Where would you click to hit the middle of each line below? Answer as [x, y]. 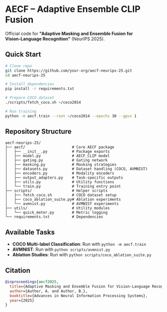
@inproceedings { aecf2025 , [32, 282]
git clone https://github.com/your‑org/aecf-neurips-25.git [69, 71]
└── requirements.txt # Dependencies [54, 217]
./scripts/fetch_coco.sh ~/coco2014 [43, 103]
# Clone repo [19, 66]
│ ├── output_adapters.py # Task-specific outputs [64, 178]
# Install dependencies [30, 84]
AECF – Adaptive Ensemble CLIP [73, 9]
